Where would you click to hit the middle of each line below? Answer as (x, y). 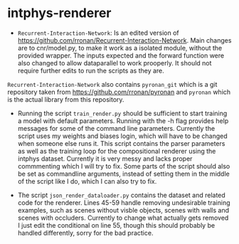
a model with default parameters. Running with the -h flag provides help (123, 121)
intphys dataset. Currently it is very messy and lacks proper (105, 159)
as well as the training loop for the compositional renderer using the (117, 151)
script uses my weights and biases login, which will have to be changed (122, 136)
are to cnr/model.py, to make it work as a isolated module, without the (120, 48)
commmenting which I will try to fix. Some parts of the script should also (124, 166)
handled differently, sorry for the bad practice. (85, 233)
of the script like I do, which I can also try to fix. (87, 181)
